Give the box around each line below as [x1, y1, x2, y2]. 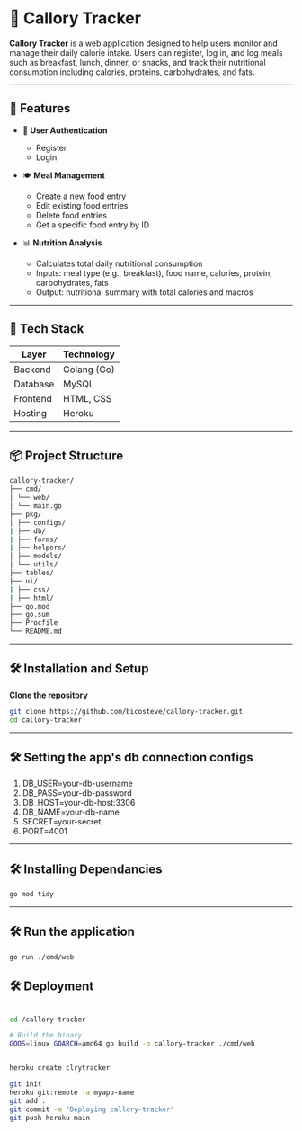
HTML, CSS [62, 392, 112, 405]
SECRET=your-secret [22, 816, 102, 827]
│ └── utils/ [9, 560, 58, 569]
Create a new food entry [35, 191, 127, 201]
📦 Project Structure [9, 448, 124, 463]
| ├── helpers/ [9, 543, 67, 552]
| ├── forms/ [9, 535, 58, 544]
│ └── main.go [9, 502, 63, 511]
